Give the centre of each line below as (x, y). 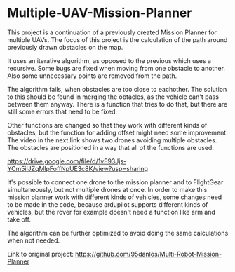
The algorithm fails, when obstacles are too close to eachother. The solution (117, 89)
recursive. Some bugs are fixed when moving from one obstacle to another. (116, 68)
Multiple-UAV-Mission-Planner (100, 13)
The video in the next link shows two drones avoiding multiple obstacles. (112, 140)
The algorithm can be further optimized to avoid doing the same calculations (118, 233)
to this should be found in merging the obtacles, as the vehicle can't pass (113, 97)
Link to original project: (40, 254)
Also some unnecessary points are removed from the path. (92, 76)
